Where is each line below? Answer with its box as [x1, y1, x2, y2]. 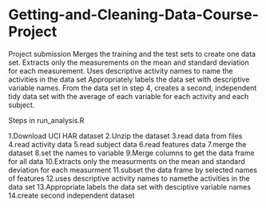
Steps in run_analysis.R [8, 115, 85, 125]
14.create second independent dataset [8, 190, 135, 200]
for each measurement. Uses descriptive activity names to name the [8, 66, 233, 75]
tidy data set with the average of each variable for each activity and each [8, 91, 249, 101]
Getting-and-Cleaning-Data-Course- [8, 6, 260, 24]
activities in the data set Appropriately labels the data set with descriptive [8, 74, 250, 84]
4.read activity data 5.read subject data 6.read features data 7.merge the [8, 139, 247, 149]
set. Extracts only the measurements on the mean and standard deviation [8, 58, 249, 67]
